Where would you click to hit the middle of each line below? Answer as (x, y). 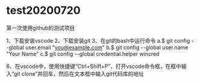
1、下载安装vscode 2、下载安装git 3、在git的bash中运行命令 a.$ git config (98, 40)
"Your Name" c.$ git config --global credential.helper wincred (83, 54)
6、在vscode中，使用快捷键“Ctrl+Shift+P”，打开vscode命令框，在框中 (94, 66)
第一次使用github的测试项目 (41, 28)
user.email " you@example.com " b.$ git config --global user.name (107, 47)
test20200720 (43, 11)
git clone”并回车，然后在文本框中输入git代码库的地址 (79, 73)
